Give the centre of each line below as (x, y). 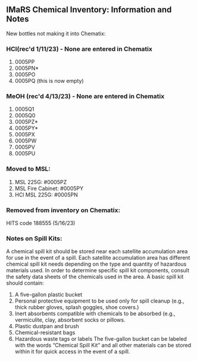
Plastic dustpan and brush (47, 326)
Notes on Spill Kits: (34, 238)
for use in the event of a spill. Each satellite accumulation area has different (98, 258)
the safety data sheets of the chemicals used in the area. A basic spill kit (95, 277)
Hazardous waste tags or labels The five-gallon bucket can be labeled (101, 339)
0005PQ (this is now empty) (49, 81)
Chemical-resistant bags (45, 332)
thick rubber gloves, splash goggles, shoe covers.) (77, 307)
